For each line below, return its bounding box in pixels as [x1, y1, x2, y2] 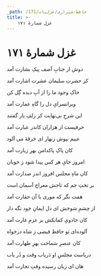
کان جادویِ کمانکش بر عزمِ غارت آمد [7, 216, 88, 223]
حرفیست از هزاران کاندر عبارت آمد [7, 123, 85, 131]
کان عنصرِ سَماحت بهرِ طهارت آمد [7, 239, 81, 247]
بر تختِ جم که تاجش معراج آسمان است [7, 181, 94, 189]
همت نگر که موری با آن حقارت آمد [7, 193, 83, 201]
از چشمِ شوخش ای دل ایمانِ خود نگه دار [7, 205, 96, 212]
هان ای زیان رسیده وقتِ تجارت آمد [7, 263, 84, 270]
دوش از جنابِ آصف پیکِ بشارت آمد [7, 65, 83, 72]
